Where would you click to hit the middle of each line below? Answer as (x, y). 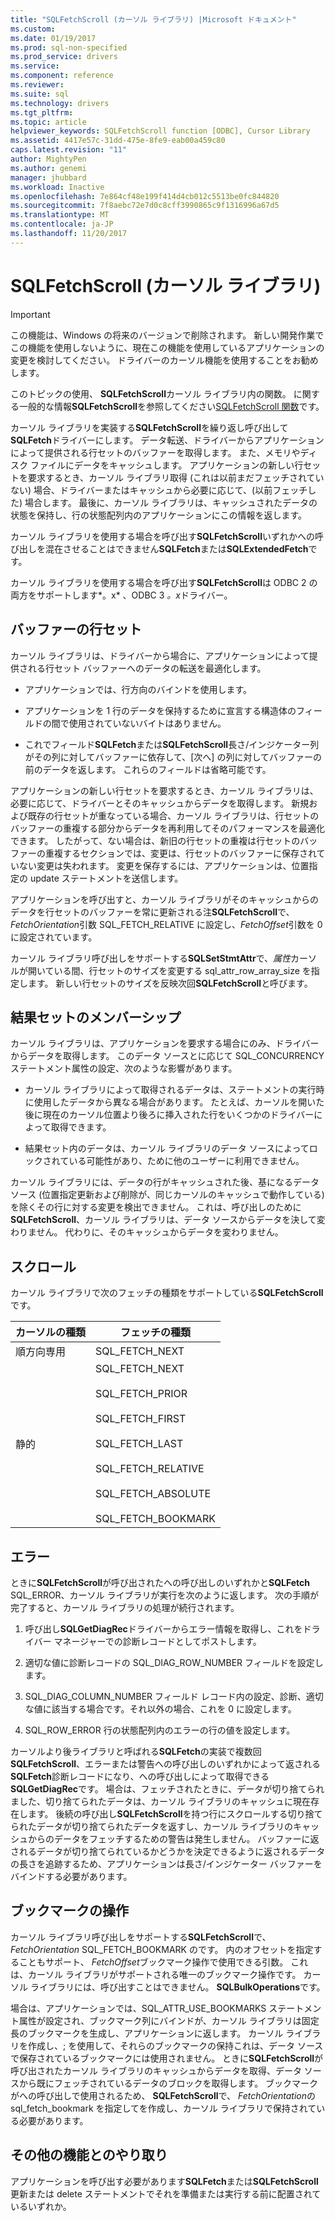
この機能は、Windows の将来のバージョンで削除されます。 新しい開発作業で (167, 335)
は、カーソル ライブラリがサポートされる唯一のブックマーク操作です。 (156, 1974)
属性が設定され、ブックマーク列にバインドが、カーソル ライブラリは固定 (169, 2020)
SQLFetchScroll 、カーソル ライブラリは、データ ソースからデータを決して (163, 1220)
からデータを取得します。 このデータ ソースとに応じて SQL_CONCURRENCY (167, 1056)
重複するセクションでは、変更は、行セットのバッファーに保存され (180, 853)
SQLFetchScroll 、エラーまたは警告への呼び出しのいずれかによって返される (165, 1763)
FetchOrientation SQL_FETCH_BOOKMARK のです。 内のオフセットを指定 (162, 1949)
